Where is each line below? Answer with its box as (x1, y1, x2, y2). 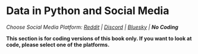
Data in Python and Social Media (6, 4, 169, 18)
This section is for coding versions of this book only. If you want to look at (6, 35, 192, 42)
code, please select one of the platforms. (6, 41, 110, 48)
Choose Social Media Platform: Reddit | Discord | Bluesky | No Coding (6, 23, 178, 31)
